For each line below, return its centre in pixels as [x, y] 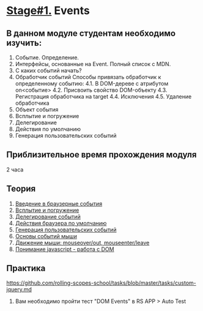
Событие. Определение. [47, 58]
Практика [26, 268]
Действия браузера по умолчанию [61, 223]
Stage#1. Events [48, 11]
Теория [21, 189]
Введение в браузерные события [59, 203]
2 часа [15, 170]
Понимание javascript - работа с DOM [65, 249]
